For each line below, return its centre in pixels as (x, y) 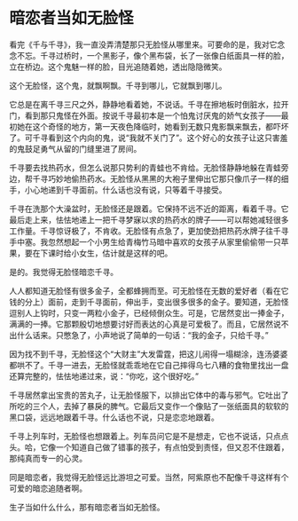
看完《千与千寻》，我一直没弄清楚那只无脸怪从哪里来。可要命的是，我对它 (143, 44)
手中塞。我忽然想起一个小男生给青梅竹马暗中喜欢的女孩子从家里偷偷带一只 (145, 241)
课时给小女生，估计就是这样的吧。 (110, 253)
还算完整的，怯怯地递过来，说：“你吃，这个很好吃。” (104, 376)
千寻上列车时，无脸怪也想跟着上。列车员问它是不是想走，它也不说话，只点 (145, 436)
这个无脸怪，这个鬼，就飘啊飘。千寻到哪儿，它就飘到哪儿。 (118, 85)
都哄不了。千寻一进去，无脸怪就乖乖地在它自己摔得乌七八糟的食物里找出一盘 (149, 365)
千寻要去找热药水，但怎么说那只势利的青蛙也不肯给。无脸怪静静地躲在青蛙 (145, 167)
